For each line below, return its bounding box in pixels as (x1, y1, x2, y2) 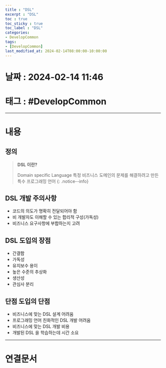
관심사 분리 (12, 281, 34, 287)
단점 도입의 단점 (5, 297, 50, 305)
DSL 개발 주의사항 (5, 194, 57, 203)
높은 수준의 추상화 (12, 269, 47, 275)
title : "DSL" (5, 7, 35, 12)
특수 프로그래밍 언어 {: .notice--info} (17, 178, 89, 184)
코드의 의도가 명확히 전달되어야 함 (12, 208, 78, 214)
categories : (5, 30, 30, 35)
